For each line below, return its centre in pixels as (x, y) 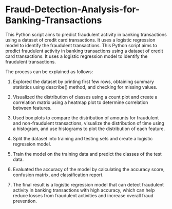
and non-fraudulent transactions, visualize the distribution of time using (88, 123)
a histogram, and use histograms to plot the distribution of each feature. (89, 129)
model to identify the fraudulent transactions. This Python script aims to (81, 45)
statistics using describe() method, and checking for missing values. (85, 87)
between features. (32, 108)
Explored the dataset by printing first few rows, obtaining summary (83, 81)
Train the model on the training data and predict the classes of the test (87, 154)
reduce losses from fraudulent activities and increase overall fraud (83, 195)
